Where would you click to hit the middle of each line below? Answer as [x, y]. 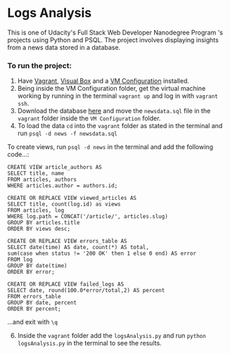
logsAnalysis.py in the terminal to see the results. [89, 343]
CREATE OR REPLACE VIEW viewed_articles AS [72, 198]
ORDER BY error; [31, 272]
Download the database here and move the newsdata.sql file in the [114, 111]
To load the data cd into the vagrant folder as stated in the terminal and [120, 126]
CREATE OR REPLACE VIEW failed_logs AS [66, 284]
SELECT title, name [36, 174]
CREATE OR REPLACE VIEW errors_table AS [68, 241]
